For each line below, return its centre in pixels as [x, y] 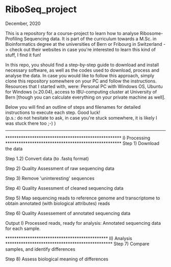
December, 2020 [23, 23]
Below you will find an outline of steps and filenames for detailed [73, 107]
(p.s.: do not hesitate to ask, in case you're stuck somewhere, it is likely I [81, 117]
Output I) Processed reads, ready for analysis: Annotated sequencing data [83, 223]
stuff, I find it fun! [23, 55]
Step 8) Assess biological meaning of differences [57, 259]
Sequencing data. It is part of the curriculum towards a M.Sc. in [90, 39]
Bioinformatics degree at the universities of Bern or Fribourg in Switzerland [84, 44]
